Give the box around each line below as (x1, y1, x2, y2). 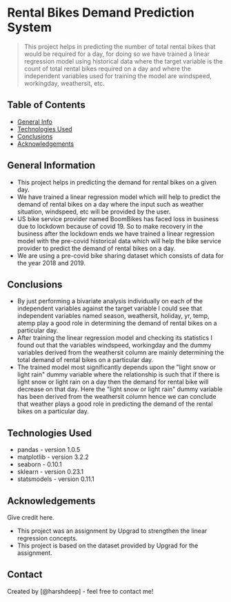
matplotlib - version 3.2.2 (17, 453, 89, 461)
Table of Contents (7, 99, 86, 111)
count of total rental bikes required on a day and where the (23, 64, 191, 73)
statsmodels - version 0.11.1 (17, 475, 94, 483)
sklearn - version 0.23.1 (17, 468, 84, 476)
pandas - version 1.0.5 (17, 446, 81, 454)
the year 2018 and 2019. (17, 258, 86, 267)
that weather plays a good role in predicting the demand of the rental (17, 399, 213, 408)
